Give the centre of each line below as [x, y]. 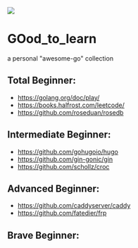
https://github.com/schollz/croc [63, 166]
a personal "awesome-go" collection [61, 58]
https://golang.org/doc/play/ [58, 97]
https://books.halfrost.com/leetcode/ [71, 105]
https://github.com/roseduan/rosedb [70, 112]
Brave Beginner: [43, 235]
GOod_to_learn [52, 39]
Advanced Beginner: [54, 188]
